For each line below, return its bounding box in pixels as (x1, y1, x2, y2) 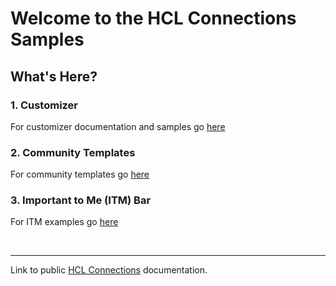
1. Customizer (10, 98, 79, 112)
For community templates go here (10, 168, 150, 181)
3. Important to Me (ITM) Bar (10, 193, 152, 207)
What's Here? (10, 68, 98, 85)
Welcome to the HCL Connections (10, 7, 297, 30)
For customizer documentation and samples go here (10, 120, 226, 132)
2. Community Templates (10, 145, 136, 159)
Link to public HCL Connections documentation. (10, 264, 208, 276)
